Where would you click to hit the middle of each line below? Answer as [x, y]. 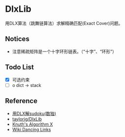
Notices [17, 39]
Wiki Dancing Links [32, 129]
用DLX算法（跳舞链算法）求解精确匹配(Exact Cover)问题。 [64, 23]
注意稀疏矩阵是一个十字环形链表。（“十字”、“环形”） [64, 51]
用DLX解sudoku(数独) [34, 113]
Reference [21, 101]
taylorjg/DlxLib [27, 119]
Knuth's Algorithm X [32, 124]
